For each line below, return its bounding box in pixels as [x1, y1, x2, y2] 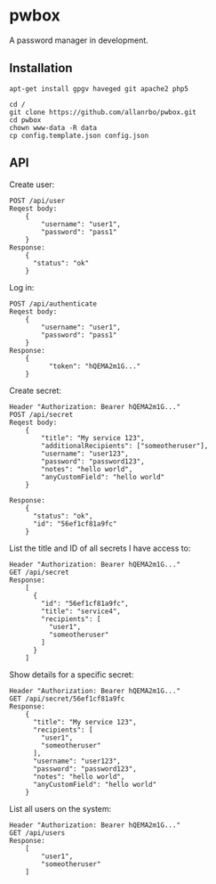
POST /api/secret [9, 410, 74, 419]
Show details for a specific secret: [9, 669, 134, 680]
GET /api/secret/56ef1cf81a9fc [9, 694, 125, 703]
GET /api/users [9, 828, 66, 838]
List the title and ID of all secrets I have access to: [9, 543, 191, 553]
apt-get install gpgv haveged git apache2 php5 [9, 84, 189, 94]
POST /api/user [9, 196, 66, 205]
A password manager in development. [9, 35, 148, 45]
